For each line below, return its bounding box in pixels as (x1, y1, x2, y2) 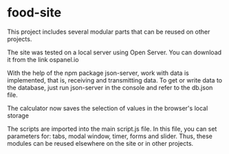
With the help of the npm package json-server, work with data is (7, 69, 189, 77)
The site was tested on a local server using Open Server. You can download (7, 48, 222, 56)
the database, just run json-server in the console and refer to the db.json (7, 83, 213, 91)
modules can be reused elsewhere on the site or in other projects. (7, 139, 194, 147)
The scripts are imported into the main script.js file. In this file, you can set (7, 124, 217, 133)
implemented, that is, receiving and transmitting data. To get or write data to (7, 76, 223, 84)
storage (7, 111, 30, 120)
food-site (7, 5, 62, 21)
